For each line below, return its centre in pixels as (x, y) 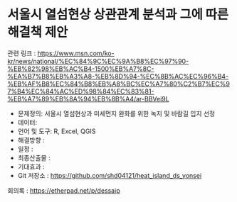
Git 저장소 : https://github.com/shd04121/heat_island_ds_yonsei (110, 175)
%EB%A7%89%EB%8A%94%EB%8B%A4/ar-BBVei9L (88, 99)
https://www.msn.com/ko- (76, 53)
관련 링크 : (22, 53)
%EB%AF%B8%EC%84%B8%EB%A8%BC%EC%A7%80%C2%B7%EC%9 (118, 84)
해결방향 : (31, 140)
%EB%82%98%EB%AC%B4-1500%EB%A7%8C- (81, 69)
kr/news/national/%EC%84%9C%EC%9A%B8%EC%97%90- (98, 61)
